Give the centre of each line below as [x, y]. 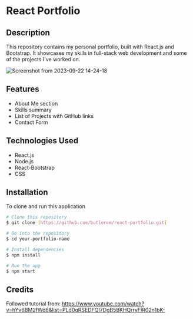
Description [28, 33]
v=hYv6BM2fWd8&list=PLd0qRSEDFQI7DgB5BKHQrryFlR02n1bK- [86, 310]
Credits [20, 289]
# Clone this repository [36, 217]
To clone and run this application [46, 206]
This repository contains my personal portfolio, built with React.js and [90, 47]
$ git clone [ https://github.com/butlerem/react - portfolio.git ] [86, 223]
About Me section [36, 103]
